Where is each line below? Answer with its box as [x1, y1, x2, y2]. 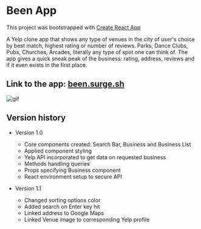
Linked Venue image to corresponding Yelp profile [24, 216, 150, 223]
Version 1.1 [15, 185, 41, 192]
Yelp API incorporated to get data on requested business [24, 153, 166, 161]
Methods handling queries [24, 160, 90, 167]
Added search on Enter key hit [24, 203, 100, 210]
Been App [6, 4, 57, 18]
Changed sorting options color [24, 196, 101, 203]
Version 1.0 [15, 129, 43, 136]
